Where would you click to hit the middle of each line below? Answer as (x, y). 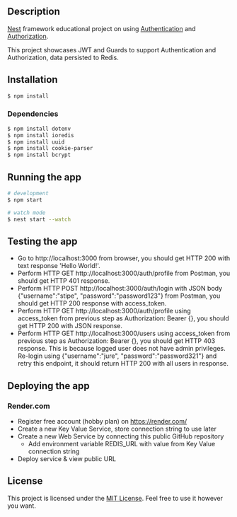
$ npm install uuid (36, 142)
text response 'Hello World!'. (59, 266)
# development (28, 193)
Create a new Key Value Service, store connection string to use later (117, 429)
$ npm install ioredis (41, 135)
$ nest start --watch (39, 219)
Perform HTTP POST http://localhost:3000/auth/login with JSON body (120, 289)
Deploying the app (48, 386)
